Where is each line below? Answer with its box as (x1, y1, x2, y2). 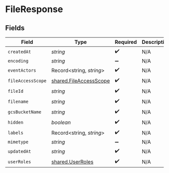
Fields (5, 24, 25, 32)
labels (8, 130, 24, 136)
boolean (51, 119, 71, 126)
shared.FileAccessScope (51, 77, 110, 84)
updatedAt (8, 148, 31, 154)
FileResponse (5, 4, 63, 15)
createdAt (8, 49, 31, 54)
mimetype (8, 139, 29, 145)
